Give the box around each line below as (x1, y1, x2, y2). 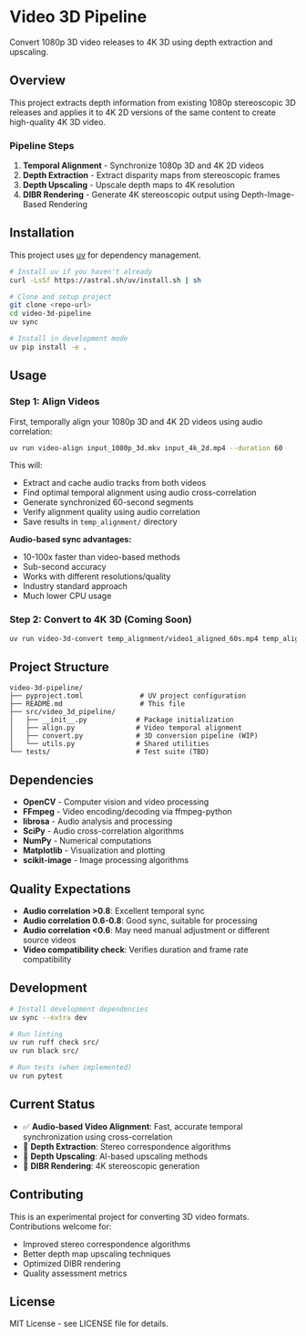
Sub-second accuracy (22, 562, 107, 573)
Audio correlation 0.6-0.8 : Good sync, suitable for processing (22, 915, 258, 926)
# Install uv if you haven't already (9, 267, 153, 276)
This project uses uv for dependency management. (9, 249, 202, 260)
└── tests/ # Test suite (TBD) (9, 747, 209, 757)
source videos (22, 934, 76, 946)
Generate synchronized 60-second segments (22, 497, 194, 508)
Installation (9, 226, 75, 241)
